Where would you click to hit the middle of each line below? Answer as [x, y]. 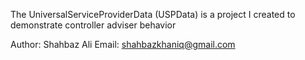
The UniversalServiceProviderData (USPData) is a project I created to [153, 14]
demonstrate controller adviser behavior [93, 25]
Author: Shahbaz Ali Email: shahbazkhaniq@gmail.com [123, 44]
